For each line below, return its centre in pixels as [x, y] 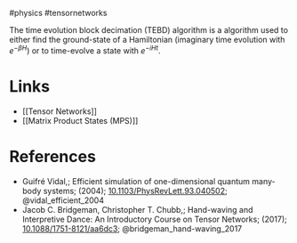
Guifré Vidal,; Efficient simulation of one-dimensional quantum [136, 181]
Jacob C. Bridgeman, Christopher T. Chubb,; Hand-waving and [137, 209]
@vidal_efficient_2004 [63, 200]
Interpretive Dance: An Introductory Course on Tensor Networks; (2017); [154, 219]
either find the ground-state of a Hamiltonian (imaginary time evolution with [147, 40]
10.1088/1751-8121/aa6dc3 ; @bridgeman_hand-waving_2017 [132, 228]
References [52, 156]
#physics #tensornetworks [58, 13]
